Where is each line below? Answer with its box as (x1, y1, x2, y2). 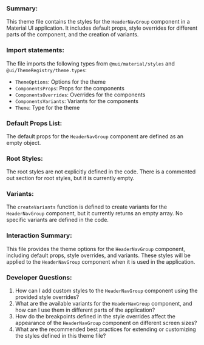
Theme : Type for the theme (15, 104, 80, 111)
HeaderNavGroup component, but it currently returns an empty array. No (6, 210, 183, 217)
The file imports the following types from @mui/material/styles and (6, 59, 175, 67)
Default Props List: (6, 119, 63, 127)
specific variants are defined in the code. (6, 216, 109, 224)
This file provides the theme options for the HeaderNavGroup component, (6, 245, 185, 252)
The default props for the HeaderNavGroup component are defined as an (6, 132, 184, 140)
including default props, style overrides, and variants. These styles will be (6, 252, 191, 259)
